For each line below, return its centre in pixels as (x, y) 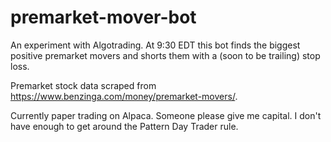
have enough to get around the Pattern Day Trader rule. (124, 126)
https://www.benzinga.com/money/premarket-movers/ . (124, 96)
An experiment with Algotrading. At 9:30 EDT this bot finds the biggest (155, 45)
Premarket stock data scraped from (83, 85)
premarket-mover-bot (103, 17)
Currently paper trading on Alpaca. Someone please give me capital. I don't (166, 115)
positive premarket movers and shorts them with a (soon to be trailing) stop (165, 55)
